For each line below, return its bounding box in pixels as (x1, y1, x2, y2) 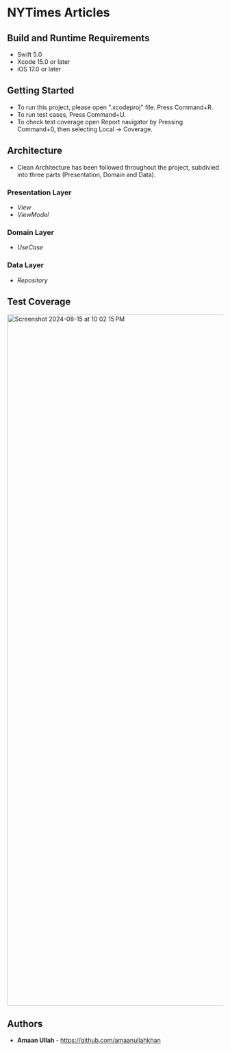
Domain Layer (7, 227, 55, 237)
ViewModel (16, 210, 49, 218)
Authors (7, 1018, 43, 1030)
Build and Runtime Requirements (7, 32, 150, 44)
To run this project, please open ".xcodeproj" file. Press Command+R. (16, 103, 214, 111)
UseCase (16, 243, 43, 251)
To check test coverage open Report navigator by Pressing (16, 117, 183, 126)
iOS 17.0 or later (16, 65, 62, 73)
